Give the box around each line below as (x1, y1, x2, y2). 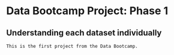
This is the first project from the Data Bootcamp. (6, 43, 138, 49)
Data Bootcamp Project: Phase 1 (6, 4, 169, 18)
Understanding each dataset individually (6, 28, 162, 38)
